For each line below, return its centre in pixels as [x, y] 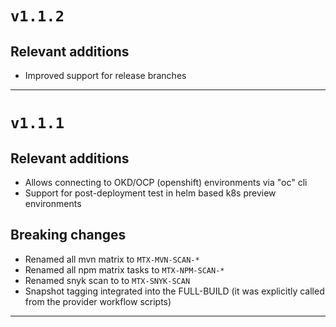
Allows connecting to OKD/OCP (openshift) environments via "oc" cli [166, 182]
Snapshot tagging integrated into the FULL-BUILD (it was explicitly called [174, 291]
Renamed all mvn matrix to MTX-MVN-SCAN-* [112, 259]
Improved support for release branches [105, 75]
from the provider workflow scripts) [98, 301]
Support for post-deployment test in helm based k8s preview [150, 193]
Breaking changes [68, 235]
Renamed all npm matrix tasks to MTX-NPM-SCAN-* [124, 269]
